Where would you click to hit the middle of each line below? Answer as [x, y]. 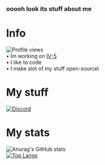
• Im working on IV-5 [32, 56]
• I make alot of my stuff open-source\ [53, 68]
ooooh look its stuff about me [49, 9]
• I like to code [24, 62]
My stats [28, 132]
